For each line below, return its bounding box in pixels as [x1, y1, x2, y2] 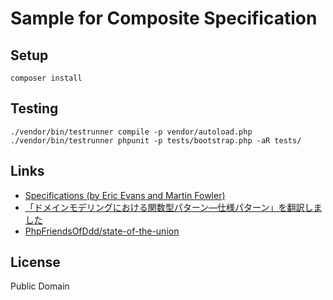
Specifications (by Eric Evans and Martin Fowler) [24, 189, 226, 201]
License [10, 254, 61, 271]
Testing [10, 100, 59, 117]
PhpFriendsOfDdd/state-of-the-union [24, 225, 180, 237]
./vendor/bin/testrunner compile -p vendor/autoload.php [10, 127, 253, 137]
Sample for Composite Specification [10, 7, 318, 30]
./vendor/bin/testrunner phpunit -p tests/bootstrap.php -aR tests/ [10, 135, 302, 146]
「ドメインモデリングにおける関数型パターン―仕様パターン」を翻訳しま [24, 201, 323, 213]
